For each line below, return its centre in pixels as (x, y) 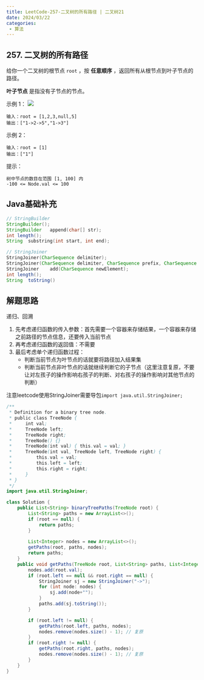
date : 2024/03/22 (28, 18)
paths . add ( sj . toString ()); (73, 604)
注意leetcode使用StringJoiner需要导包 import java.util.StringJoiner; (95, 396)
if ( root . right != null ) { (62, 643)
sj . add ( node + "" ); (72, 593)
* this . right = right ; (48, 469)
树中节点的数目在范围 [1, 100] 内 (45, 179)
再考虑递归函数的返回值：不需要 (55, 345)
